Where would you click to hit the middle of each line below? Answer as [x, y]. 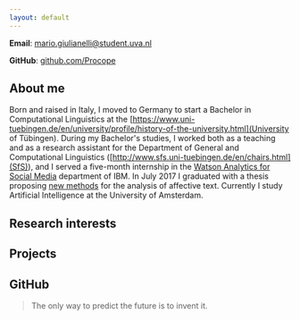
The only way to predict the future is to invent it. [119, 306]
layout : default [39, 17]
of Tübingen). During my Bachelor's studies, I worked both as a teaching [142, 139]
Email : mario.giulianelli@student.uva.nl [80, 43]
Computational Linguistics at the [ [71, 119]
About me [37, 89]
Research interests [63, 223]
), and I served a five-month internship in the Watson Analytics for [149, 167]
